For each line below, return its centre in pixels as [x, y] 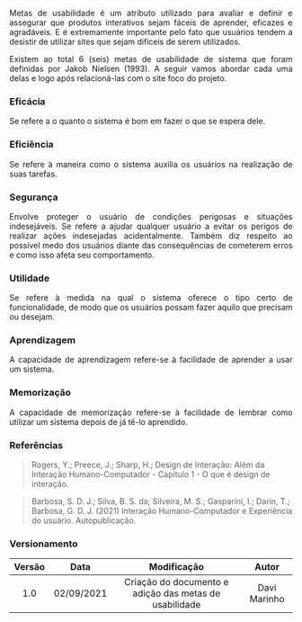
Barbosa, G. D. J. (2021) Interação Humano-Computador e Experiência [162, 511]
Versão [30, 567]
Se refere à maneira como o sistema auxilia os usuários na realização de [151, 164]
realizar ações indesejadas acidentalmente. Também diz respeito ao [151, 235]
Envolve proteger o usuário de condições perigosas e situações [151, 216]
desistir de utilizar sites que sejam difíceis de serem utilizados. [125, 41]
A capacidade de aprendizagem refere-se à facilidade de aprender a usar [151, 360]
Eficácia [27, 101]
